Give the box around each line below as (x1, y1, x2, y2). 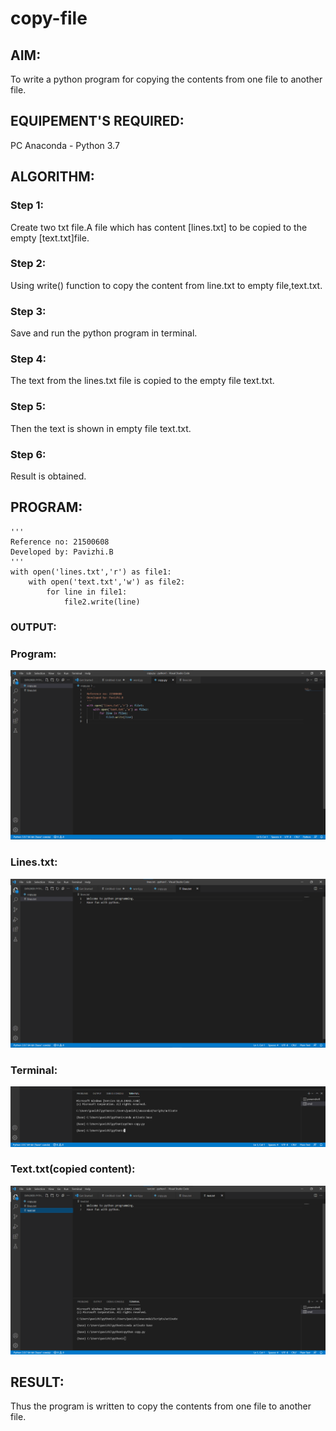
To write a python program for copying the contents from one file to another (10, 73, 323, 85)
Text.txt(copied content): (10, 1162, 136, 1176)
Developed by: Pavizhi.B (10, 547, 114, 557)
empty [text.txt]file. (10, 232, 90, 244)
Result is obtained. (10, 470, 87, 482)
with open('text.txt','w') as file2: (28, 577, 186, 587)
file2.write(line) (63, 597, 141, 607)
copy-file (10, 7, 88, 30)
